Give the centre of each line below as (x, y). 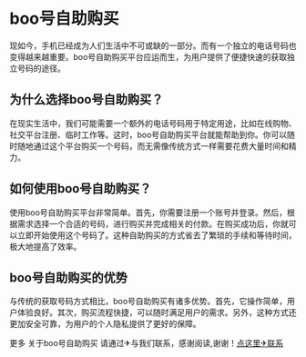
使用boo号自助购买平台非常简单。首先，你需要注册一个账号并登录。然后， (148, 212)
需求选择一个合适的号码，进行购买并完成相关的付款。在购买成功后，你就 (153, 223)
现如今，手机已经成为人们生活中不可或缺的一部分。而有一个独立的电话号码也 (153, 45)
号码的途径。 (41, 68)
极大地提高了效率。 (46, 246)
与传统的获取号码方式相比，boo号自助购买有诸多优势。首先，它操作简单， (148, 302)
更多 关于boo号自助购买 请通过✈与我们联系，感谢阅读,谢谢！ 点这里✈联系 (147, 343)
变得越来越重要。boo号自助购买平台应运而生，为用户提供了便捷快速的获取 (148, 56)
